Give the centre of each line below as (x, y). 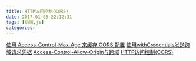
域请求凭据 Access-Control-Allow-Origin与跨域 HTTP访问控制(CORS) (90, 52)
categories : (21, 28)
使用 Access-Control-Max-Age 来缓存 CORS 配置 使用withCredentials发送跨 (98, 45)
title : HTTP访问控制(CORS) (37, 11)
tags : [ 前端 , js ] (25, 22)
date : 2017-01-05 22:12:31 (39, 17)
